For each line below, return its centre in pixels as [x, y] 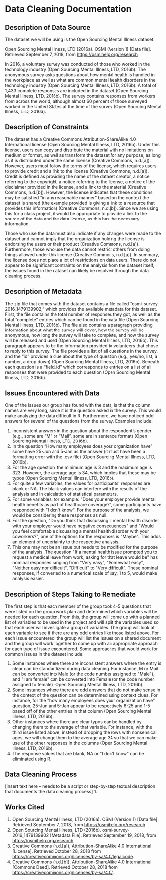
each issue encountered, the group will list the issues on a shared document [83, 638]
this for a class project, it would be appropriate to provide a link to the [76, 213]
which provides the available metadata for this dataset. [101, 309]
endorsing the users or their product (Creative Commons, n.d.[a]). [72, 244]
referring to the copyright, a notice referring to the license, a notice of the [80, 181]
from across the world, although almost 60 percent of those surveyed [76, 101]
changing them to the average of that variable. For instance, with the [82, 727]
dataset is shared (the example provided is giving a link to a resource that [80, 203]
